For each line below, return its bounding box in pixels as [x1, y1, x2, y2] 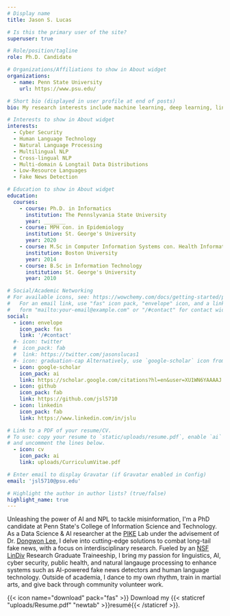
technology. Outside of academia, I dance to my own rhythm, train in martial [7, 573, 221, 582]
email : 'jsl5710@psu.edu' [7, 477, 81, 485]
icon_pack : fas [19, 326, 63, 333]
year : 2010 [25, 275, 57, 282]
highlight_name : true [7, 496, 69, 503]
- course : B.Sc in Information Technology [19, 262, 142, 269]
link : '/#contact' [19, 332, 72, 339]
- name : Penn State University [13, 79, 103, 86]
